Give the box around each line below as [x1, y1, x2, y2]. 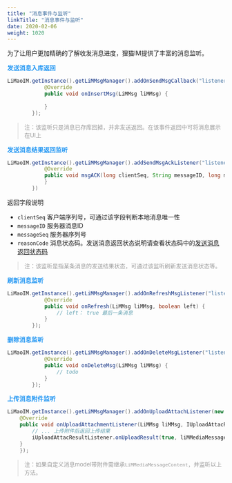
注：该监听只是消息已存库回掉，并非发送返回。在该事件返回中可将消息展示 [23, 123, 221, 131]
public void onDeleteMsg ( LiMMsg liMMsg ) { [43, 362, 168, 369]
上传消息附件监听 [7, 395, 56, 403]
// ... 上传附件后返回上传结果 [32, 428, 110, 435]
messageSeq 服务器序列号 [17, 230, 87, 238]
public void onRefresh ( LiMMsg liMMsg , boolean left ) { [43, 303, 206, 310]
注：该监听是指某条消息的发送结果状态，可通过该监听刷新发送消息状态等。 [23, 262, 221, 270]
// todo [56, 368, 79, 375]
